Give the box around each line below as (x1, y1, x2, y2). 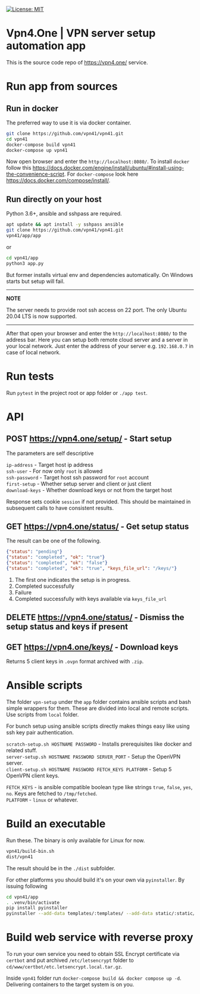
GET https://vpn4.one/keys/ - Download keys (6, 642, 179, 652)
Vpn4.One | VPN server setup (6, 27, 156, 40)
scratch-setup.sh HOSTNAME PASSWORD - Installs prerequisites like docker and (6, 740, 192, 747)
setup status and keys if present (6, 622, 129, 632)
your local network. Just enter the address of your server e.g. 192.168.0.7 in (6, 342, 193, 350)
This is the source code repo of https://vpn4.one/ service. (6, 58, 148, 66)
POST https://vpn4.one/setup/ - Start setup (6, 434, 172, 444)
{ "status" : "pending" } (6, 549, 62, 555)
